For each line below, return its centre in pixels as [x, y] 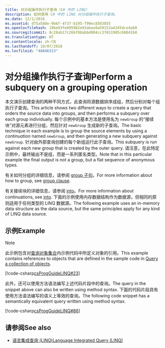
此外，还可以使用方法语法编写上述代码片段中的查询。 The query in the [76, 284]
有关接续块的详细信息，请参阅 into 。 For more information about [69, 191]
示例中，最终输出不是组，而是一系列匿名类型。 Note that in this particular [79, 154]
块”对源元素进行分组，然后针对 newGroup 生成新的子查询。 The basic [73, 126]
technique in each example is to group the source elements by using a [76, 131]
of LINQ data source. [26, 214]
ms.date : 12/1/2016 [25, 19]
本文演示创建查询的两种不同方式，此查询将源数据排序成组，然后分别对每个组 [82, 102]
